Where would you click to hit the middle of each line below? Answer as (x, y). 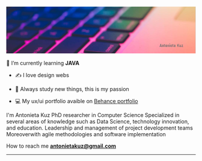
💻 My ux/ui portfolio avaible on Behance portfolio (76, 101)
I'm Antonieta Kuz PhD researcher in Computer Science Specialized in (93, 115)
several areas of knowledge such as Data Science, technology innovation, (98, 122)
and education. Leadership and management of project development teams (100, 128)
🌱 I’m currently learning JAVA (43, 63)
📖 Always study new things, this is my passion (72, 89)
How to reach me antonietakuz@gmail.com (61, 146)
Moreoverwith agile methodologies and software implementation (86, 134)
